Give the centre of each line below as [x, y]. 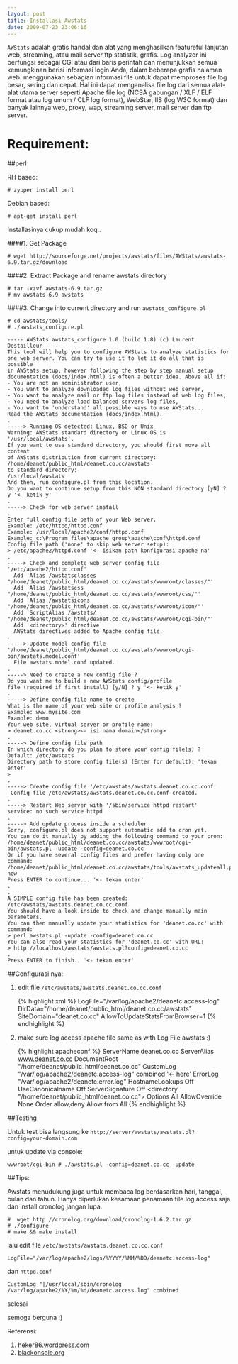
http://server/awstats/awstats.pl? [142, 1133]
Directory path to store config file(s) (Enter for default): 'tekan [112, 762]
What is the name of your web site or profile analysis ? [95, 706]
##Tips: [19, 1178]
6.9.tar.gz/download [38, 263]
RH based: [23, 177]
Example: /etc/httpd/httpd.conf [55, 526]
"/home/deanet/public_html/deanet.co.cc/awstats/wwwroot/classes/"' [110, 582]
